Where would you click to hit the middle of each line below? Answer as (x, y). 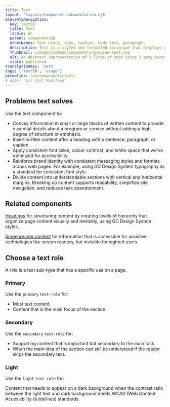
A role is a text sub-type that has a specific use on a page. (66, 270)
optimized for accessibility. (41, 156)
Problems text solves (39, 101)
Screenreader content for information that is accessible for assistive (76, 237)
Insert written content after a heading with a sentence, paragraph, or (84, 139)
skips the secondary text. (39, 354)
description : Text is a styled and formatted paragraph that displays (86, 48)
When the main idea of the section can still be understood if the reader (86, 349)
